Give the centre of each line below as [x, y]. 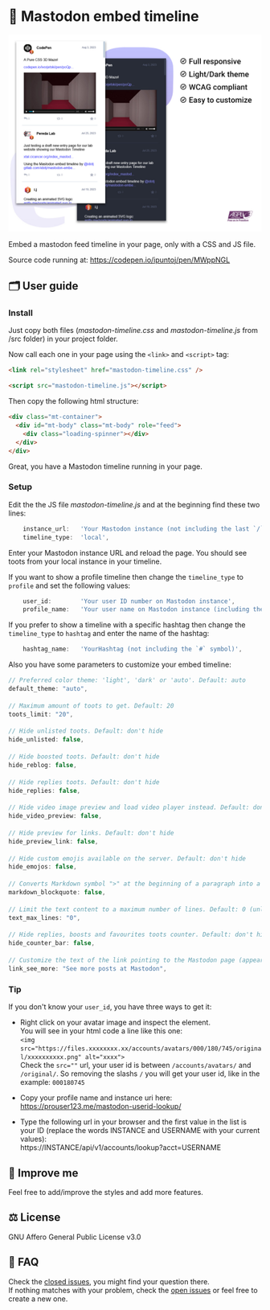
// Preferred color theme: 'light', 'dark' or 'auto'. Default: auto [127, 680]
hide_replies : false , [45, 791]
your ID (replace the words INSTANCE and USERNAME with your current [140, 1131]
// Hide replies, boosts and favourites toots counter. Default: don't [131, 935]
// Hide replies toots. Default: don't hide [84, 782]
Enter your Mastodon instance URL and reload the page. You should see [128, 552]
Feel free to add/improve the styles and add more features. [106, 1192]
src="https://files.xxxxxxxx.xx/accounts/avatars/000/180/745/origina [141, 1049]
